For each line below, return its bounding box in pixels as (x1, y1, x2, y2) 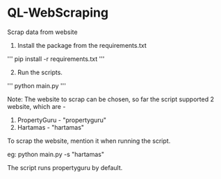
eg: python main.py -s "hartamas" (7, 150, 104, 158)
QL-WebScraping (7, 5, 109, 21)
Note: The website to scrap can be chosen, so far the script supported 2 (7, 95, 214, 103)
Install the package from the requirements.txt (17, 41, 147, 49)
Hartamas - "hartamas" (17, 123, 85, 131)
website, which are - (7, 102, 66, 110)
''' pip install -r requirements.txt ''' (7, 54, 105, 63)
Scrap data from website (7, 28, 78, 36)
